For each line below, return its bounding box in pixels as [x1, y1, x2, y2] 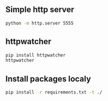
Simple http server [5, 5, 74, 15]
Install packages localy [5, 73, 91, 84]
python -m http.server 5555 [5, 20, 74, 26]
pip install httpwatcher [5, 52, 66, 58]
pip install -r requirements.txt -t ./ [5, 89, 103, 96]
